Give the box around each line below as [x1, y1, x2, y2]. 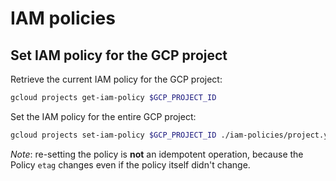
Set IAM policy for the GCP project [10, 47, 228, 64]
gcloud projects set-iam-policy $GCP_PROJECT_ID [10, 130, 217, 140]
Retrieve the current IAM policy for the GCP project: [10, 73, 223, 85]
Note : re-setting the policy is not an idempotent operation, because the [10, 148, 304, 160]
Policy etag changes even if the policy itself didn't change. [10, 158, 251, 171]
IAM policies [10, 7, 116, 30]
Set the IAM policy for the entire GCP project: [10, 110, 197, 122]
